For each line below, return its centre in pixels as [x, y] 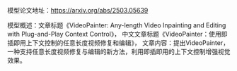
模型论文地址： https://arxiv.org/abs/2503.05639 [78, 10]
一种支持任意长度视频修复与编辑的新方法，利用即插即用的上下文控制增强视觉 [119, 52]
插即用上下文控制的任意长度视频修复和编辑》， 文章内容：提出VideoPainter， [118, 43]
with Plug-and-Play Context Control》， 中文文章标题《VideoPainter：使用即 [117, 34]
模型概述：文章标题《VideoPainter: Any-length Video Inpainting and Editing [117, 25]
